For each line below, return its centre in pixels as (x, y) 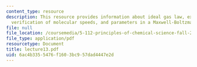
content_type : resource (35, 11)
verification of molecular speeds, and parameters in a (81, 22)
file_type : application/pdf (40, 38)
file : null (19, 28)
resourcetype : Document (35, 44)
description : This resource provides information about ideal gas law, (95, 17)
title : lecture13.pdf (33, 50)
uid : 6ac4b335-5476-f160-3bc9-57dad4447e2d (60, 55)
